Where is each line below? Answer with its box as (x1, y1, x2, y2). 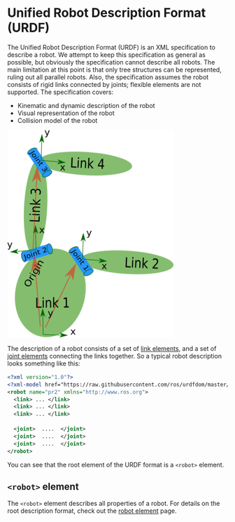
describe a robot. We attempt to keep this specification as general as (7, 51, 206, 59)
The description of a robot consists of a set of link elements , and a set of (7, 344, 217, 352)
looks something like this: (7, 359, 80, 368)
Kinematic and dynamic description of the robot (17, 101, 155, 109)
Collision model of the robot (17, 116, 98, 124)
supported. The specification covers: (7, 88, 114, 96)
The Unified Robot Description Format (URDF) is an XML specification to (7, 43, 215, 51)
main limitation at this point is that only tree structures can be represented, (7, 65, 222, 74)
